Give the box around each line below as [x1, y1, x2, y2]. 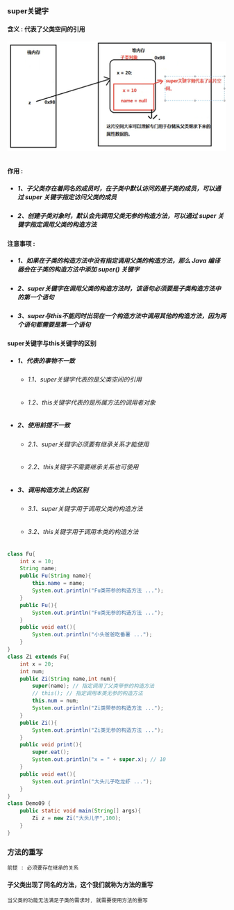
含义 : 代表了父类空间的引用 [7, 24, 85, 33]
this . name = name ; [32, 580, 85, 587]
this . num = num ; [32, 698, 79, 705]
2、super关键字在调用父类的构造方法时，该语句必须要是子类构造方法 [17, 284, 215, 292]
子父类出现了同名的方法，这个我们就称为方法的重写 [7, 880, 153, 888]
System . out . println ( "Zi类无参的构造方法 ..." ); [32, 726, 165, 734]
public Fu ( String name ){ [19, 572, 92, 579]
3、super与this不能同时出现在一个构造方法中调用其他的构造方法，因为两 [17, 311, 226, 320]
